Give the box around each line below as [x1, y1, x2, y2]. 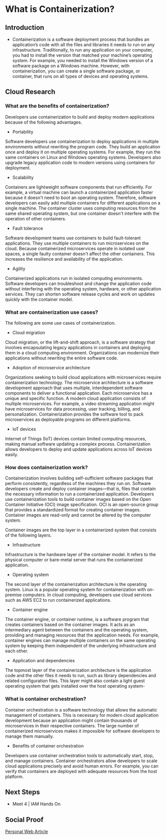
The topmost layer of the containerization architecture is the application [5, 667, 152, 673]
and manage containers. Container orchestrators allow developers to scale [5, 758, 158, 764]
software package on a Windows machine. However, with [12, 63, 130, 69]
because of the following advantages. [5, 119, 82, 125]
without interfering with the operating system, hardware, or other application [5, 285, 162, 291]
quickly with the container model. [5, 296, 73, 302]
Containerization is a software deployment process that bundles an [12, 36, 150, 42]
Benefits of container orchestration [12, 743, 84, 749]
